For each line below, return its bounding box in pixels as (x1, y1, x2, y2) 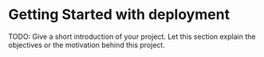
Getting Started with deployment (8, 6, 230, 24)
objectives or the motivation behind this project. (8, 40, 165, 49)
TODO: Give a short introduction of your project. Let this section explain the (8, 32, 256, 41)
